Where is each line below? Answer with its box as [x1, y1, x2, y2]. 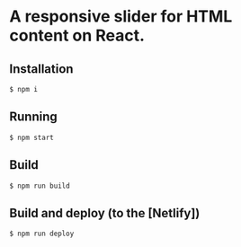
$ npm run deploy [9, 229, 75, 239]
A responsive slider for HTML [9, 6, 233, 27]
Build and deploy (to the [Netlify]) [9, 206, 201, 221]
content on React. [9, 25, 146, 46]
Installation [9, 61, 74, 76]
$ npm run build [9, 181, 70, 190]
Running [9, 110, 58, 125]
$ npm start [9, 133, 54, 142]
